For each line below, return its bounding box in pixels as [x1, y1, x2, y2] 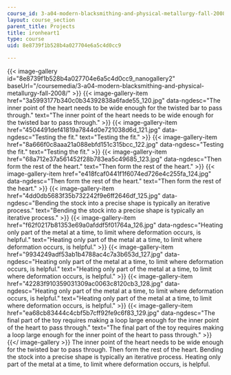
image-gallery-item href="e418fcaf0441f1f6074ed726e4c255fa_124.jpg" [7, 170, 212, 178]
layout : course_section [7, 17, 76, 23]
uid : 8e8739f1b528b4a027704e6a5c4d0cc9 [7, 42, 122, 49]
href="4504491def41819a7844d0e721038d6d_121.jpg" [7, 125, 161, 134]
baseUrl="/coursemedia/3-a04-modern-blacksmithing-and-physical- [7, 82, 205, 90]
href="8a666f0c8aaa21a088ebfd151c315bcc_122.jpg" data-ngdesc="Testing [7, 141, 224, 148]
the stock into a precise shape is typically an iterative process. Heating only [7, 353, 221, 361]
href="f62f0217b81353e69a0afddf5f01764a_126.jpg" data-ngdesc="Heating [7, 221, 223, 229]
